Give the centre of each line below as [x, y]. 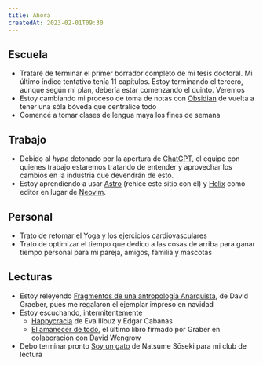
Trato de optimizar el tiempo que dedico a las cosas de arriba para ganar [137, 243]
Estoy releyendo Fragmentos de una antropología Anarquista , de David [134, 296]
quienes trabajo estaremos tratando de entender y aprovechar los [126, 167]
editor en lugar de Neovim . [62, 192]
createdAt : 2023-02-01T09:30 [56, 23]
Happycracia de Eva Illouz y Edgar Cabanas [102, 321]
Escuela [28, 55]
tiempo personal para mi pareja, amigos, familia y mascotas [116, 252]
